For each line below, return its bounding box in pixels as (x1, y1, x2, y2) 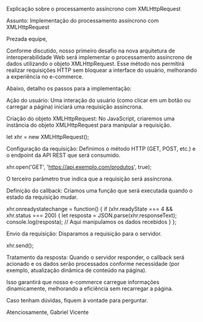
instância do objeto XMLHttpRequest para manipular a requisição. (6, 121, 172, 129)
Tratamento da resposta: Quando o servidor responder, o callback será (6, 254, 185, 261)
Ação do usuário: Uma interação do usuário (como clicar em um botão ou (6, 97, 191, 104)
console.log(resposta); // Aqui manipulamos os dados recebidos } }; (6, 218, 177, 225)
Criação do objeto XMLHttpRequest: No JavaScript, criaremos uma (6, 115, 175, 122)
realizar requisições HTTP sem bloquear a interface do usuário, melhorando (6, 66, 197, 74)
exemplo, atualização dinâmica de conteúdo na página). (6, 267, 147, 274)
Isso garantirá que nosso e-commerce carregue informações (6, 279, 160, 285)
